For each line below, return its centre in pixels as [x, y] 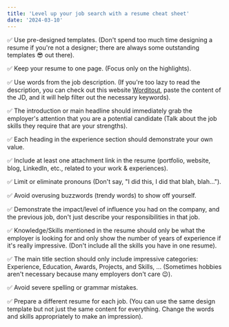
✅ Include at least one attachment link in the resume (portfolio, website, [109, 160]
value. [16, 147]
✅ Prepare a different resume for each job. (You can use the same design [111, 301]
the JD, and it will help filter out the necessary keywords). [89, 97]
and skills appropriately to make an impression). [75, 316]
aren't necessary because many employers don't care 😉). [90, 274]
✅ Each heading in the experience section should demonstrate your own [110, 139]
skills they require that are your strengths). [67, 126]
